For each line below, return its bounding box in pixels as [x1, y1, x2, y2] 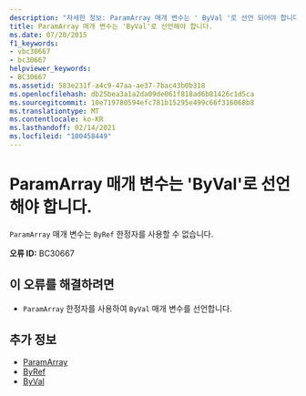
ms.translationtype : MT [9, 107, 100, 116]
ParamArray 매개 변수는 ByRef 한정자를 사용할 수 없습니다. [9, 228, 214, 239]
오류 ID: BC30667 [9, 248, 75, 259]
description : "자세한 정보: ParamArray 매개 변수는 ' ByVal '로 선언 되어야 [9, 13, 277, 23]
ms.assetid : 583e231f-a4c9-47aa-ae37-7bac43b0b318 [9, 81, 206, 90]
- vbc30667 [9, 47, 51, 56]
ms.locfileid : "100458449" [9, 132, 112, 141]
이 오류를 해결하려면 [9, 277, 115, 292]
